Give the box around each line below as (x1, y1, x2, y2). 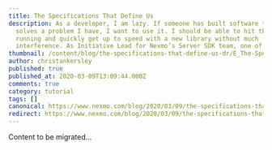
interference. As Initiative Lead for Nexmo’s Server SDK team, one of (15, 42, 263, 50)
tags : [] (8, 95, 38, 103)
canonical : (8, 102, 45, 110)
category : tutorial (8, 87, 74, 96)
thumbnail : (8, 49, 45, 58)
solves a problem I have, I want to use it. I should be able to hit (15, 27, 255, 35)
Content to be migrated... (8, 132, 92, 142)
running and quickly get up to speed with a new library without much (15, 34, 259, 43)
